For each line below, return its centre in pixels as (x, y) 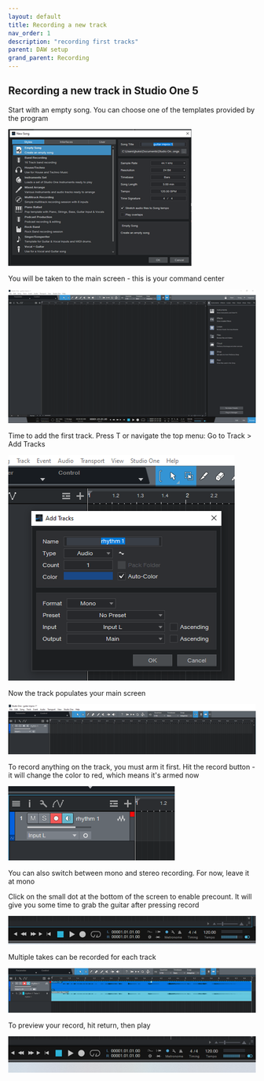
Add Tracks (27, 444)
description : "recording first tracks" (73, 42)
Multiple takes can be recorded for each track (82, 957)
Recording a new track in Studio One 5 (103, 91)
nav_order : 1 (29, 33)
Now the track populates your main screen (77, 693)
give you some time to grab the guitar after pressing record (104, 905)
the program (28, 118)
